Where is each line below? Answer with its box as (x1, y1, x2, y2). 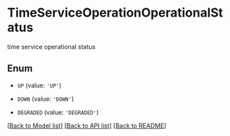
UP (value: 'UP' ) (17, 81, 62, 90)
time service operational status (7, 42, 96, 51)
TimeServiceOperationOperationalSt (7, 5, 224, 21)
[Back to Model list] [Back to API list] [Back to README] (7, 121, 167, 130)
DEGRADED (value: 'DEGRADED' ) (17, 108, 99, 116)
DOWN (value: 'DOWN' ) (17, 94, 74, 103)
